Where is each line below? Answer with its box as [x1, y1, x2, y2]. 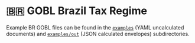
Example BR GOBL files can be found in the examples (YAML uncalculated [6, 24, 184, 31]
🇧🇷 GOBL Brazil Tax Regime [6, 4, 148, 18]
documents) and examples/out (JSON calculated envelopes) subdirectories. [6, 30, 190, 37]
